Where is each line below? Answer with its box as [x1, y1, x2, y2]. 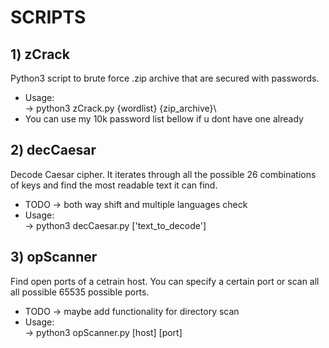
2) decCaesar [10, 142, 97, 159]
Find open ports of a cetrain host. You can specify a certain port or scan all [10, 275, 320, 287]
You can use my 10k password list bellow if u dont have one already [24, 113, 304, 125]
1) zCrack [10, 46, 70, 63]
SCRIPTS [10, 6, 87, 29]
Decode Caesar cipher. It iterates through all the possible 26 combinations [10, 168, 317, 180]
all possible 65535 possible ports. [10, 286, 150, 298]
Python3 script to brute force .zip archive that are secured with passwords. [10, 72, 320, 84]
